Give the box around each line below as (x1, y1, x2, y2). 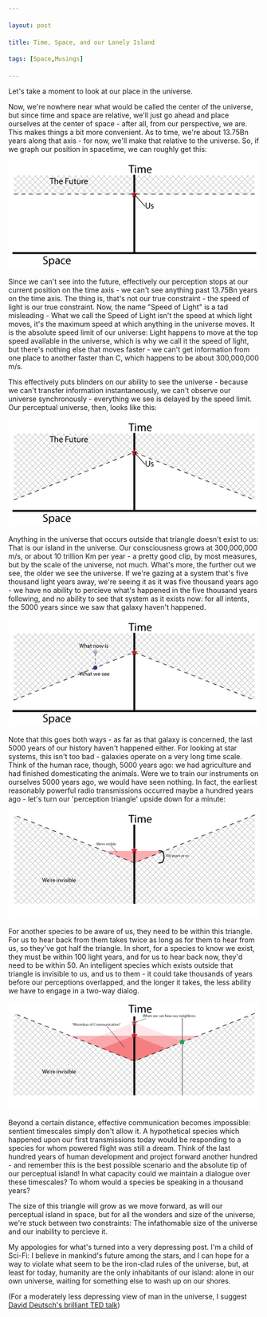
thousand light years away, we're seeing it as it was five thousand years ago (8, 577, 259, 587)
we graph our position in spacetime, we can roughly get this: (8, 144, 207, 153)
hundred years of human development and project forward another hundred (8, 1152, 257, 1162)
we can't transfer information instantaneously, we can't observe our (8, 385, 231, 395)
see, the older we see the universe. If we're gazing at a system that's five (8, 568, 249, 579)
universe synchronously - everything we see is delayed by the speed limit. (8, 394, 253, 404)
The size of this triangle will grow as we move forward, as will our (8, 1201, 223, 1211)
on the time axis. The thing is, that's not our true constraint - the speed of (8, 293, 249, 303)
